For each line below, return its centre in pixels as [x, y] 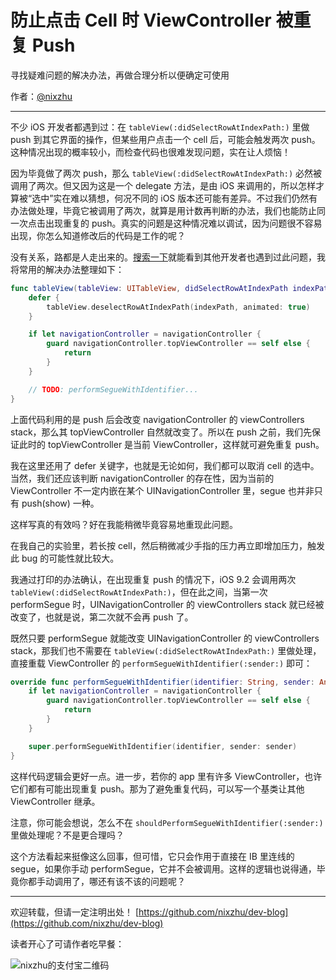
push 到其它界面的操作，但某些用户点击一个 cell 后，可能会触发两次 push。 [165, 139]
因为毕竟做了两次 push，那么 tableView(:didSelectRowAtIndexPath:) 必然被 [166, 173]
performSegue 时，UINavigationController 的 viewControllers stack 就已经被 [167, 604]
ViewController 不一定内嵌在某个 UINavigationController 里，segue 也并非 [162, 490]
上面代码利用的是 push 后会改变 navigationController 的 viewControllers [157, 419]
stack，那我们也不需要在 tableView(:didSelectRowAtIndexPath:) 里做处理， [166, 650]
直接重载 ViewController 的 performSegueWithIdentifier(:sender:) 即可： [161, 663]
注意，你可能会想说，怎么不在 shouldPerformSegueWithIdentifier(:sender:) [167, 822]
